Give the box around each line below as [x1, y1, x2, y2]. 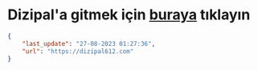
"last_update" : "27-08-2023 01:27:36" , [22, 39, 156, 47]
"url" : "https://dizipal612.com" [22, 47, 134, 56]
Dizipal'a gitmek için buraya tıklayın [7, 6, 251, 24]
